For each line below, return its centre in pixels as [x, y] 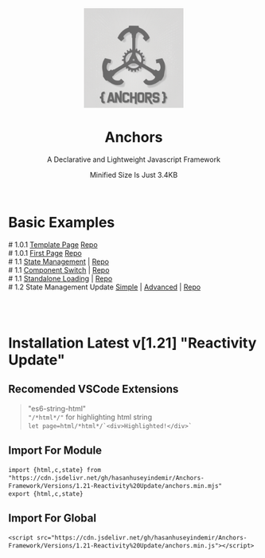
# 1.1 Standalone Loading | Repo [60, 278]
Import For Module [55, 451]
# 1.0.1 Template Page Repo [53, 244]
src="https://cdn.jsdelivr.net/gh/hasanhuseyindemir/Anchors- [142, 537]
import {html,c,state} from [55, 470]
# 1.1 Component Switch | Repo [59, 269]
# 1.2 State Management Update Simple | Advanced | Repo [105, 287]
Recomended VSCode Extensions [94, 389]
